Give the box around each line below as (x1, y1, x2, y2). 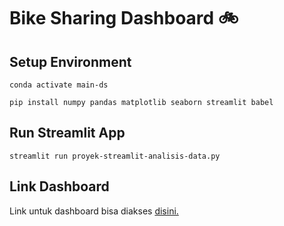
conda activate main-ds (9, 80, 109, 90)
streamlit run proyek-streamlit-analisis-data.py (9, 151, 221, 161)
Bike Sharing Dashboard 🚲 (9, 7, 239, 30)
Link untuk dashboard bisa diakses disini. (9, 205, 179, 217)
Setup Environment (9, 53, 132, 70)
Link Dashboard (9, 178, 110, 195)
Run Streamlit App (9, 125, 126, 142)
